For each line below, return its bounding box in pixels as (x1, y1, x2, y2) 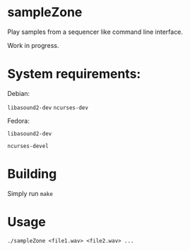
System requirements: (7, 66, 141, 82)
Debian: (7, 89, 30, 97)
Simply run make (7, 189, 53, 197)
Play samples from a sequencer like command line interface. (7, 27, 184, 36)
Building (7, 166, 57, 182)
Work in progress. (7, 41, 59, 49)
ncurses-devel (7, 142, 49, 149)
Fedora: (7, 116, 30, 125)
